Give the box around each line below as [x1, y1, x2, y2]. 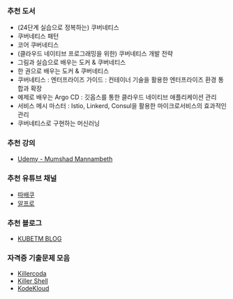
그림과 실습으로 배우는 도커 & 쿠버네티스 [17, 58, 126, 67]
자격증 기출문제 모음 [7, 253, 70, 263]
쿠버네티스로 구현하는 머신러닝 [17, 119, 100, 128]
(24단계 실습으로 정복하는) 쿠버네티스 [17, 23, 120, 32]
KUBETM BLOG [17, 235, 62, 243]
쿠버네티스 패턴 [17, 32, 59, 40]
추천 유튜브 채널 [7, 173, 57, 183]
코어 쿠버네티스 [17, 40, 59, 49]
